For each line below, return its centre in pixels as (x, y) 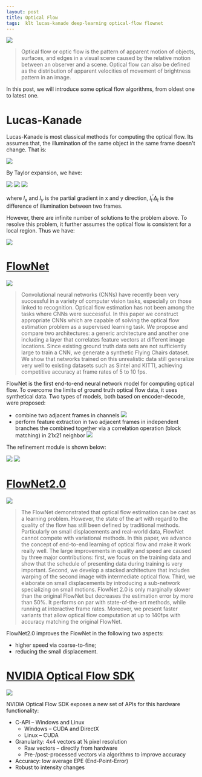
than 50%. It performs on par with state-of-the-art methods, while (103, 602)
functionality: (23, 710)
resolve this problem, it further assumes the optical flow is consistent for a (99, 224)
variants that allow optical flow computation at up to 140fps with (101, 615)
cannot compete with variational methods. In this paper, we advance (106, 538)
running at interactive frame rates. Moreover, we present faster (99, 609)
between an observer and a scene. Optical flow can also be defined (106, 65)
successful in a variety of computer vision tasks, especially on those (106, 301)
